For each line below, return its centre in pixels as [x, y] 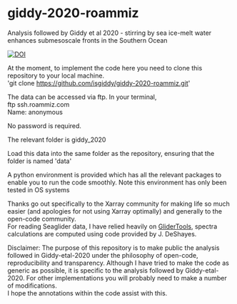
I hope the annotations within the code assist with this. [87, 293]
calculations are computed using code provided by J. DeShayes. [102, 234]
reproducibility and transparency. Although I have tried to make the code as [118, 263]
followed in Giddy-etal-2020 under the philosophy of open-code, [103, 255]
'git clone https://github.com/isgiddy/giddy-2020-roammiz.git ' [99, 83]
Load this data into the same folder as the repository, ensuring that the [111, 153]
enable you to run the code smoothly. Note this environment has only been [117, 182]
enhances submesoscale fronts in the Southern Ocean [87, 40]
